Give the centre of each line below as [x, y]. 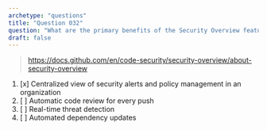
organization [40, 93]
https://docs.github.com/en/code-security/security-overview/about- [139, 60]
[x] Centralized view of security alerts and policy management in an [130, 84]
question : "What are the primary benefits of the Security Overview [124, 30]
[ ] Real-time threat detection [67, 109]
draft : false [30, 38]
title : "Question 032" [46, 23]
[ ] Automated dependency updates [78, 118]
